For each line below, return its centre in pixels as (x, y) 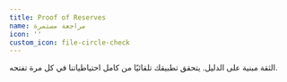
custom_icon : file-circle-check (70, 42)
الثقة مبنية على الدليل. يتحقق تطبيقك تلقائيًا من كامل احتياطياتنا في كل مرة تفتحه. (143, 68)
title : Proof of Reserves (57, 17)
